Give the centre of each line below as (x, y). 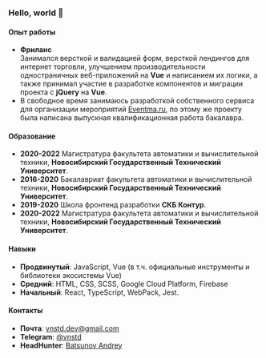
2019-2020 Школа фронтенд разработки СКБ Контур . (113, 205)
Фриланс (36, 50)
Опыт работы (32, 32)
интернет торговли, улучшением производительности (113, 66)
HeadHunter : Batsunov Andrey (71, 345)
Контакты (26, 311)
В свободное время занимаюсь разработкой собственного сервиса (137, 101)
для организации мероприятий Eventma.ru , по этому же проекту (131, 109)
